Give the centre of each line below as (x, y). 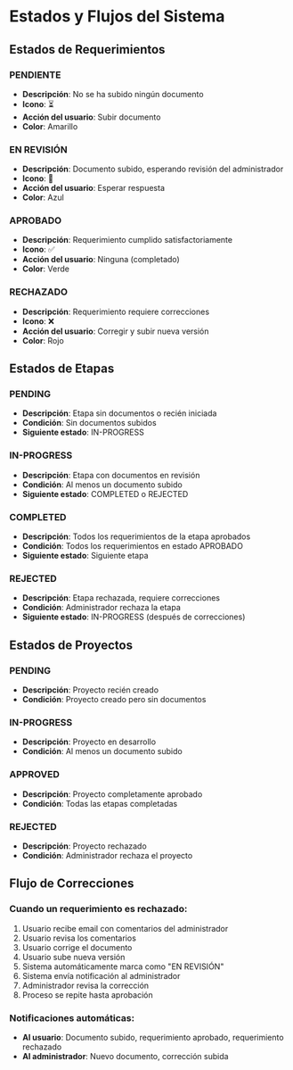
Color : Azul (43, 197)
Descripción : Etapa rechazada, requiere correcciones (121, 598)
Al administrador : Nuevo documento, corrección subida (125, 1056)
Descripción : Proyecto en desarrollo (89, 742)
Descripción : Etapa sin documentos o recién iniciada (119, 413)
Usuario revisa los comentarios (79, 938)
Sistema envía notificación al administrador (101, 975)
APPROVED (35, 775)
